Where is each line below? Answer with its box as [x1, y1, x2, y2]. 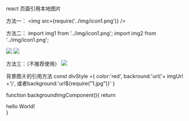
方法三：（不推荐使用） [6, 61, 60, 67]
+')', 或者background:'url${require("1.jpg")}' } [6, 80, 115, 87]
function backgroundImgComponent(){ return [6, 92, 116, 98]
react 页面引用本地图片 [6, 5, 61, 12]
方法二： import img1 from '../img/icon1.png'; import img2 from [6, 30, 156, 37]
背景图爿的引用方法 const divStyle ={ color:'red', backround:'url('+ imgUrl [6, 73, 183, 80]
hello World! [6, 103, 35, 109]
